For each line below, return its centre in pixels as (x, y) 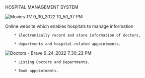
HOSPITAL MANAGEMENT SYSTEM (42, 7)
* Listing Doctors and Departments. (52, 62)
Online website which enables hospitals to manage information (69, 26)
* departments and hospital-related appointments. (68, 44)
